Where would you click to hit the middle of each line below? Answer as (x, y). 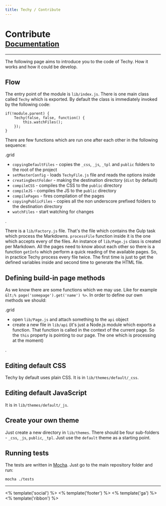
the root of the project (35, 170)
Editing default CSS (36, 365)
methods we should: (26, 300)
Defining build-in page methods (55, 278)
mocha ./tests (20, 479)
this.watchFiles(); (43, 122)
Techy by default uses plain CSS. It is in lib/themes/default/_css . (72, 378)
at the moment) (28, 340)
